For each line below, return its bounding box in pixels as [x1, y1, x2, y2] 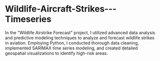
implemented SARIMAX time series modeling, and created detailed [5, 45, 138, 51]
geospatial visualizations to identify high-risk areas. [5, 50, 108, 56]
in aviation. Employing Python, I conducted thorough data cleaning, [5, 40, 139, 46]
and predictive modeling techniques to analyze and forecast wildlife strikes [5, 35, 155, 41]
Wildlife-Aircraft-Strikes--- [5, 3, 117, 15]
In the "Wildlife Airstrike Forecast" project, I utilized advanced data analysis [5, 30, 156, 35]
